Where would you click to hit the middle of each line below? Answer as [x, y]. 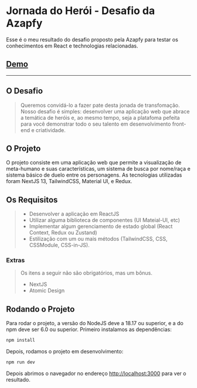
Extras [16, 261]
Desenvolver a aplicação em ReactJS [74, 214]
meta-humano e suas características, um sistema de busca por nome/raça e [98, 169]
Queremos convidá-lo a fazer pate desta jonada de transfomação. [100, 105]
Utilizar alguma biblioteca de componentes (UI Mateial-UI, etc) [105, 220]
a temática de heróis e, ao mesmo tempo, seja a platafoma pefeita [100, 117]
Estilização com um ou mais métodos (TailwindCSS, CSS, [98, 239]
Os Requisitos [32, 200]
